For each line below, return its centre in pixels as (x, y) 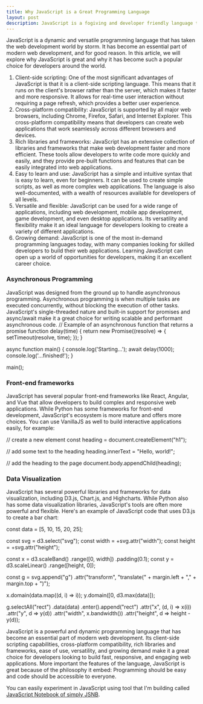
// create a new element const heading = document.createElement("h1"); (97, 440)
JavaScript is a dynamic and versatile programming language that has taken (101, 40)
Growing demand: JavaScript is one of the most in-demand (89, 238)
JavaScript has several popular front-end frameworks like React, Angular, (98, 395)
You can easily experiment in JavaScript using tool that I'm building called (98, 688)
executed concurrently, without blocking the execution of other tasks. (93, 305)
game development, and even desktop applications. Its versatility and (101, 219)
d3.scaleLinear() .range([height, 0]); (51, 566)
